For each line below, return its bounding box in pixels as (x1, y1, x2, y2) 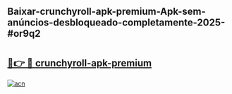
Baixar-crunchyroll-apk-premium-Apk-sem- (7, 6, 206, 18)
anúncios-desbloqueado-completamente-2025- (7, 17, 226, 29)
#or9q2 (7, 28, 41, 40)
